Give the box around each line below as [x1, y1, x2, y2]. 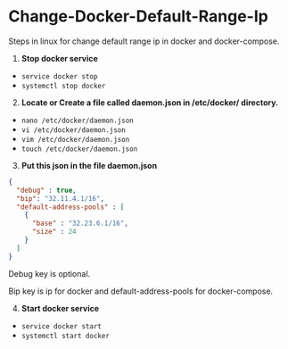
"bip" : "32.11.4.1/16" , [16, 194, 104, 203]
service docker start [21, 321, 102, 331]
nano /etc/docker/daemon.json [21, 116, 135, 125]
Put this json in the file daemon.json [21, 160, 158, 170]
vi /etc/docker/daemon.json [21, 125, 126, 135]
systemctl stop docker [21, 81, 106, 90]
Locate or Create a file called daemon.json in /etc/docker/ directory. [21, 96, 278, 108]
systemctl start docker [21, 331, 111, 340]
